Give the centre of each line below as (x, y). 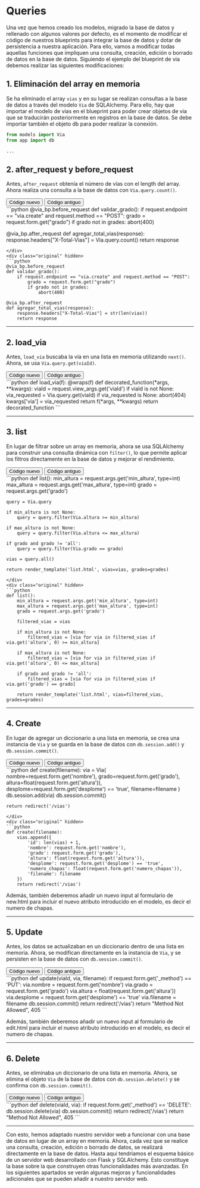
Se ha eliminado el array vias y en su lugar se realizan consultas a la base (97, 98)
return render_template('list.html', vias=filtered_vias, (90, 695)
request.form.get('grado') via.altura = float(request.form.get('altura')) (91, 991)
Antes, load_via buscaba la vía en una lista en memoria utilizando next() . (96, 357)
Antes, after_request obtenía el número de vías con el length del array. (93, 184)
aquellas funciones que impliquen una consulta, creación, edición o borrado (99, 52)
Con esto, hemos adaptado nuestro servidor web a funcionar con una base (98, 1134)
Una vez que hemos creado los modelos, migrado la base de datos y (90, 27)
